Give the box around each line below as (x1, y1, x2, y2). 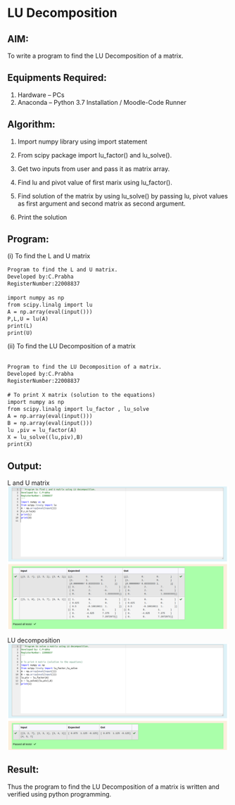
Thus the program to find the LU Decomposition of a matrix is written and (7, 782, 220, 791)
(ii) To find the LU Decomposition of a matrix (7, 342, 136, 350)
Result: (7, 763, 39, 775)
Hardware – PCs (17, 90, 65, 99)
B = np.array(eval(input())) (7, 420, 93, 427)
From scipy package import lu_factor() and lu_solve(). (17, 151, 172, 159)
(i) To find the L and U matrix (7, 252, 91, 260)
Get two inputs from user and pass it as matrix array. (17, 164, 170, 173)
